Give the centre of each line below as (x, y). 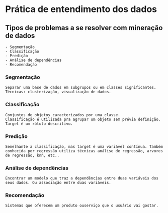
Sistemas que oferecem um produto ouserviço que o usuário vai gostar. (82, 206)
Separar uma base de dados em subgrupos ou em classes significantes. (81, 88)
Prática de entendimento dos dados (81, 9)
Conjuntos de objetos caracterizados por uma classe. (63, 115)
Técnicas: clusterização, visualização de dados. (58, 92)
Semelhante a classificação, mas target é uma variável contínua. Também (84, 146)
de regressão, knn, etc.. (32, 155)
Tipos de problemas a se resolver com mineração (84, 28)
